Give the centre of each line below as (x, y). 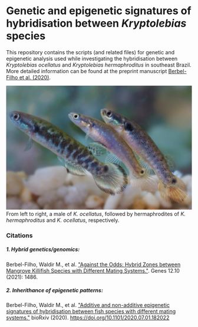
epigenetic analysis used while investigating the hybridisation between (92, 58)
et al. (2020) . (35, 77)
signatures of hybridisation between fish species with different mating (91, 312)
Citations (19, 236)
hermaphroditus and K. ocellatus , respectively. (63, 220)
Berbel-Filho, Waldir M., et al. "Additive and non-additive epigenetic (88, 305)
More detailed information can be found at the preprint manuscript (87, 71)
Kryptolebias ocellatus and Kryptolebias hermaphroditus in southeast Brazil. (99, 65)
